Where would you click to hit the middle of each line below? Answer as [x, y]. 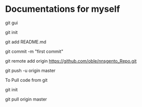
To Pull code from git [26, 80]
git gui [12, 23]
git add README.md [26, 42]
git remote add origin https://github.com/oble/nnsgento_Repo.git [71, 61]
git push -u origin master [30, 71]
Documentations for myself [63, 9]
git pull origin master [26, 99]
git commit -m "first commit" [34, 51]
